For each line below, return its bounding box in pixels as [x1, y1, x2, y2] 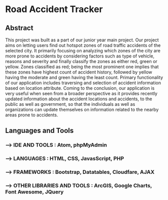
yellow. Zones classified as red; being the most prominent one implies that [5, 64, 159, 70]
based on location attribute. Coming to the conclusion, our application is [5, 85, 155, 91]
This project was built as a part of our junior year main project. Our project [5, 37, 159, 43]
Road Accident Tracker [5, 4, 103, 15]
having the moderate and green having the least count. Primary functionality [5, 75, 163, 80]
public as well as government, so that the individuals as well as [5, 101, 135, 107]
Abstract [5, 24, 34, 32]
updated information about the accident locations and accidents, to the [5, 96, 152, 102]
